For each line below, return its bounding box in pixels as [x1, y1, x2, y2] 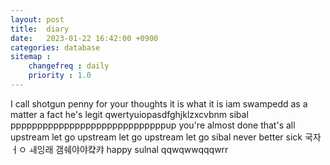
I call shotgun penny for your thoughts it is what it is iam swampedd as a [10, 97, 308, 110]
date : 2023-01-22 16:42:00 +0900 [10, 33, 159, 43]
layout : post [10, 14, 65, 25]
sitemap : [10, 52, 52, 62]
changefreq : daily [28, 61, 110, 71]
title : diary [10, 24, 70, 34]
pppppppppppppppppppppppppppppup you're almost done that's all [10, 119, 296, 131]
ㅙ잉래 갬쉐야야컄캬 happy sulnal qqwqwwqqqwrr [28, 143, 229, 155]
